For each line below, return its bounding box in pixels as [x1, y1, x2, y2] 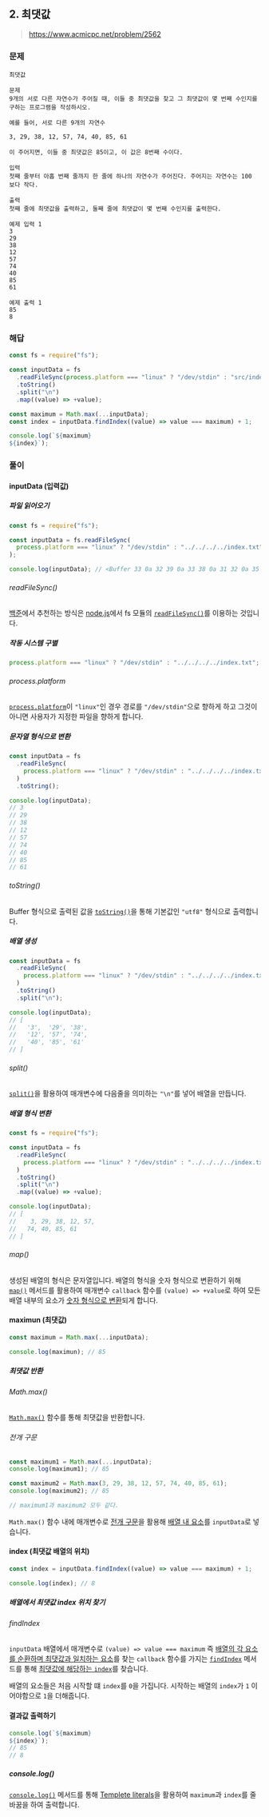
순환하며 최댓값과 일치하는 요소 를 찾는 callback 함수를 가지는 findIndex [17, 1654, 243, 1663]
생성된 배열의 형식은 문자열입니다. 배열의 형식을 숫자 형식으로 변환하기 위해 [9, 1275, 242, 1285]
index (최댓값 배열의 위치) [9, 1547, 90, 1556]
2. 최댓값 [9, 7, 51, 22]
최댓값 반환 [9, 1366, 43, 1376]
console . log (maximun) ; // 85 [9, 1348, 106, 1356]
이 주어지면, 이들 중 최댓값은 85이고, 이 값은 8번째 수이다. [9, 149, 184, 157]
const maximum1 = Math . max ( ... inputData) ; [9, 1458, 152, 1466]
